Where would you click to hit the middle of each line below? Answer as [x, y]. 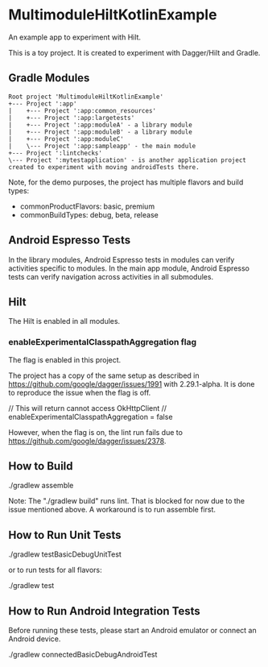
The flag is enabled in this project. [65, 359]
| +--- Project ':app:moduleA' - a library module [101, 125]
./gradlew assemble [41, 486]
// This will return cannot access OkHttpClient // [88, 408]
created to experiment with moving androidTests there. [104, 167]
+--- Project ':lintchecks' [56, 153]
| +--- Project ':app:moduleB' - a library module [101, 132]
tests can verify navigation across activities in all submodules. [111, 276]
